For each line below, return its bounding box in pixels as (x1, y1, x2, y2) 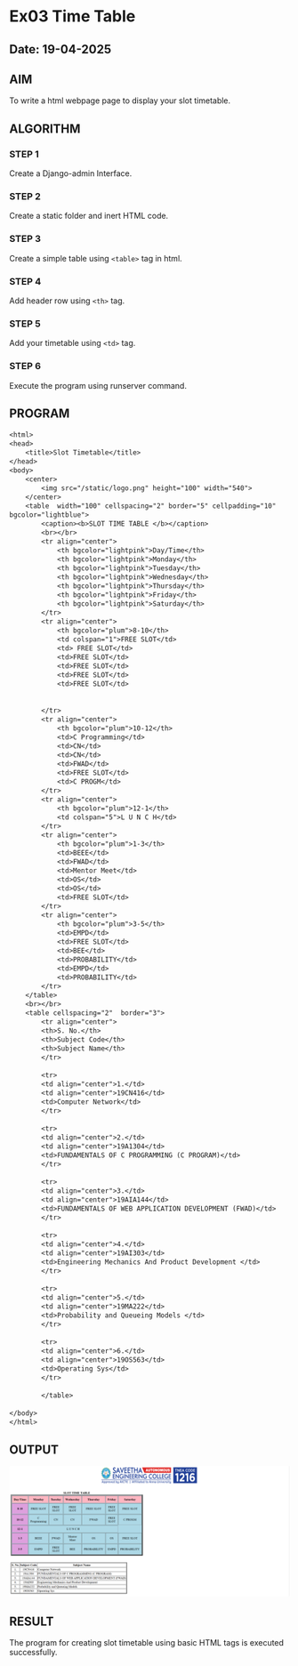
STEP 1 (9, 148, 39, 160)
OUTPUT (9, 1442, 60, 1457)
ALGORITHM (9, 121, 81, 136)
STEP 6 (9, 360, 42, 373)
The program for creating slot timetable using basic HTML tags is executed (9, 1638, 285, 1648)
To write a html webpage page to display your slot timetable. (9, 95, 231, 106)
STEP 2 (9, 190, 42, 202)
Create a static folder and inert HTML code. (9, 211, 169, 221)
